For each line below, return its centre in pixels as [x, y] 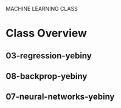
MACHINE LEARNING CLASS [42, 9]
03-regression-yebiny [49, 56]
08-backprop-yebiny [47, 76]
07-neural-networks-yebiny [60, 97]
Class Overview [47, 33]
